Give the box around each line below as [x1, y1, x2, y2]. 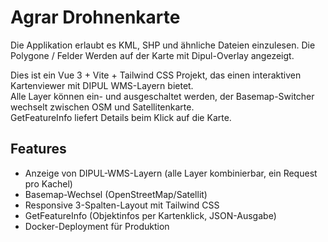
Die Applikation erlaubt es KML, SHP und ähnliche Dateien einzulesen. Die [10, 39, 316, 51]
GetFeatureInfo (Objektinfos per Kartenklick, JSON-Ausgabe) [24, 209, 277, 221]
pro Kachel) [24, 177, 73, 190]
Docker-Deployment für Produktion [24, 220, 170, 232]
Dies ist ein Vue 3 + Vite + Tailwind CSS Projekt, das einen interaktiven [10, 69, 302, 81]
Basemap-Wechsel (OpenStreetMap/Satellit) [24, 188, 208, 200]
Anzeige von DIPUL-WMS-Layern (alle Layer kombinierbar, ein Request [24, 167, 318, 179]
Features [10, 141, 67, 158]
